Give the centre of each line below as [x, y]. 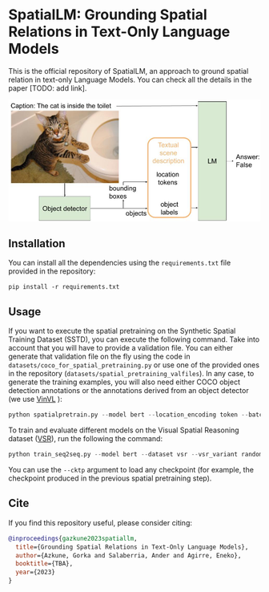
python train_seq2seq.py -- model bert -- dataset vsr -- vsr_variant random [136, 455]
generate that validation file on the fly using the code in [99, 357]
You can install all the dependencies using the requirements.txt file [120, 263]
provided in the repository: [52, 271]
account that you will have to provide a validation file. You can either [121, 348]
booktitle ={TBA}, [44, 564]
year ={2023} [36, 572]
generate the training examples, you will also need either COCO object [124, 382]
